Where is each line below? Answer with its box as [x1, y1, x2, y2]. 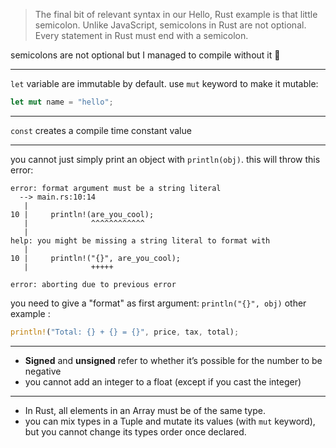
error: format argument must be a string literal [10, 183, 222, 193]
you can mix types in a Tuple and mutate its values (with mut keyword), [24, 415, 316, 427]
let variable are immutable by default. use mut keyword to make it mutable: [10, 78, 319, 89]
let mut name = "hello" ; [10, 97, 114, 107]
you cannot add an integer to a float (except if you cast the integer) [24, 375, 302, 388]
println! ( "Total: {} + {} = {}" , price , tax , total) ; [10, 327, 240, 337]
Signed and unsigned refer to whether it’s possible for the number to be [24, 354, 323, 366]
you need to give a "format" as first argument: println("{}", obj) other [10, 297, 307, 309]
